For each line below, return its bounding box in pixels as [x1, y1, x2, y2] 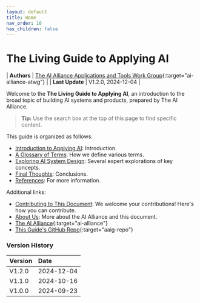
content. [21, 121, 42, 128]
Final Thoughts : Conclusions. [15, 170, 88, 178]
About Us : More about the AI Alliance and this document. [15, 213, 158, 221]
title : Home [6, 15, 36, 21]
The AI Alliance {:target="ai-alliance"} [15, 219, 108, 227]
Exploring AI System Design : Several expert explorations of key [15, 158, 173, 165]
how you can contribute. [15, 207, 76, 214]
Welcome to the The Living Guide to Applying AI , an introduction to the [6, 90, 185, 98]
